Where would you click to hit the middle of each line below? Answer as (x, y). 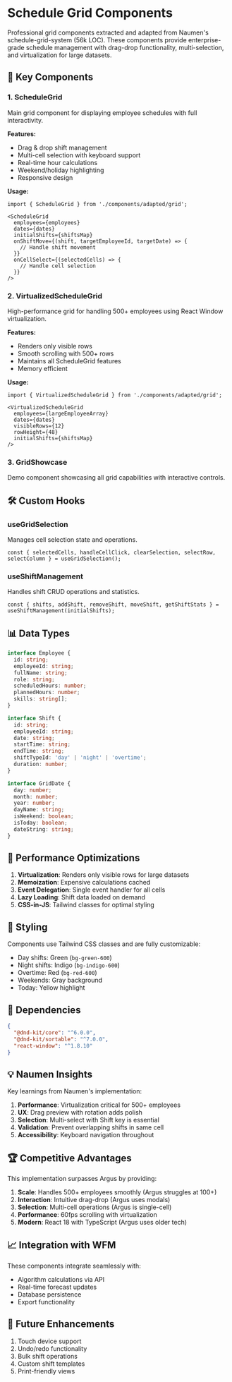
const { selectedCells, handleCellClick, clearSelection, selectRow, (112, 552)
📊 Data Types (39, 633)
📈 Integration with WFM (62, 1245)
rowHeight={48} (36, 432)
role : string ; (34, 679)
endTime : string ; (39, 751)
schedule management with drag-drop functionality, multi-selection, (125, 47)
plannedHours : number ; (47, 693)
